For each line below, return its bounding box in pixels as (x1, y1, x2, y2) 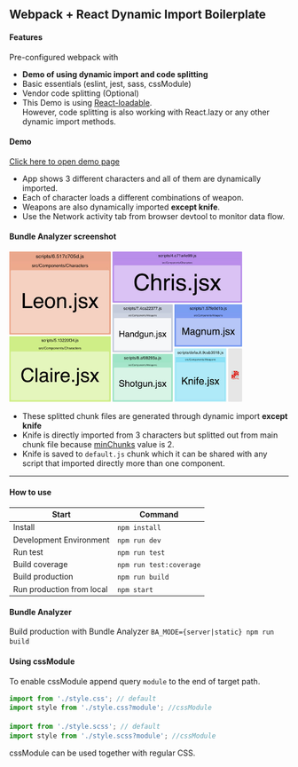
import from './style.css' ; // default (9, 694, 157, 703)
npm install (116, 524, 161, 533)
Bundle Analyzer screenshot (9, 231, 117, 242)
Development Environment (12, 534, 110, 545)
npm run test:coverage (116, 561, 201, 570)
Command (138, 510, 179, 520)
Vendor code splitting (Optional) (21, 88, 139, 99)
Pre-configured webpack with (9, 51, 119, 62)
